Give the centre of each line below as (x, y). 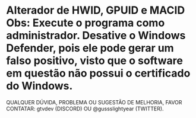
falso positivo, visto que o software (94, 61)
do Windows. (39, 86)
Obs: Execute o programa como (86, 23)
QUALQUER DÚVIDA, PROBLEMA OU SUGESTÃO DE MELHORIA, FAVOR (94, 102)
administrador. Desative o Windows (96, 36)
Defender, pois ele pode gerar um (90, 48)
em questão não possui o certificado (98, 73)
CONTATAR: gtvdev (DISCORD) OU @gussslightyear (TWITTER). (85, 109)
